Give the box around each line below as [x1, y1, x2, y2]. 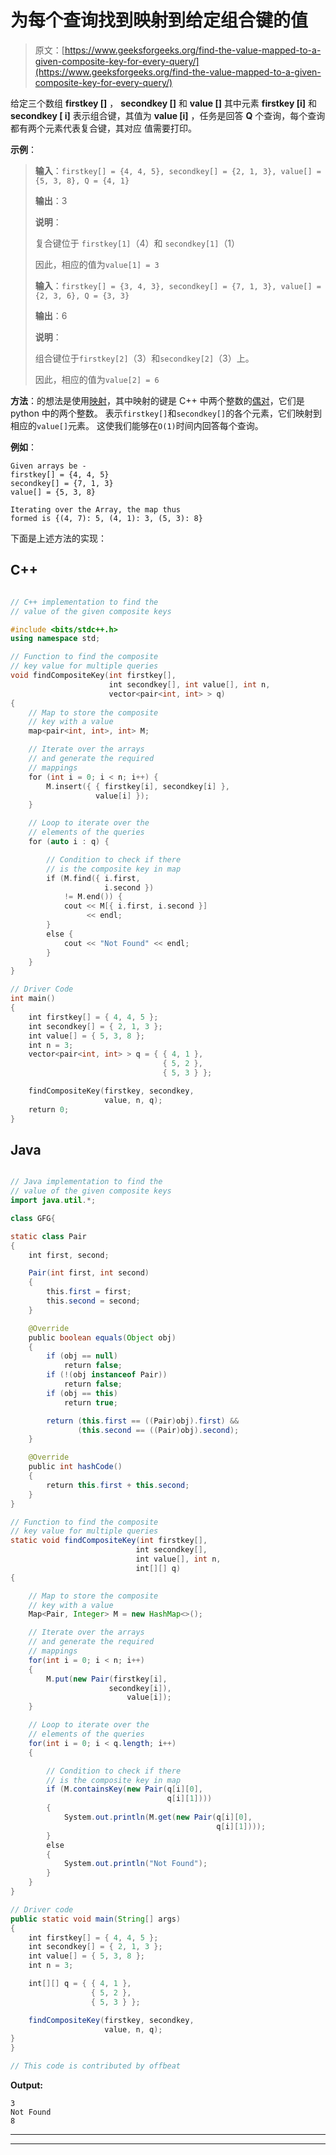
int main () [10, 994, 56, 1004]
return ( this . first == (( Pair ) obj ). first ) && [46, 1416, 240, 1426]
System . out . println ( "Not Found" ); [63, 1859, 208, 1869]
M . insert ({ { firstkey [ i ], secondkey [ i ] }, [46, 781, 230, 791]
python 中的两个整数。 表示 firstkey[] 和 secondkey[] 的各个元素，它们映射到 [10, 407, 323, 419]
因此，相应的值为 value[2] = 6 [34, 373, 160, 385]
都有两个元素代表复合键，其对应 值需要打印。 [10, 122, 197, 134]
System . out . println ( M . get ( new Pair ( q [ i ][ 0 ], [63, 1812, 253, 1823]
